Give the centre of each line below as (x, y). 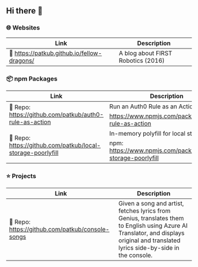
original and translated (150, 240)
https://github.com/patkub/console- (60, 230)
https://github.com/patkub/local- (55, 146)
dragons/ (22, 60)
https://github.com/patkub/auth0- (57, 115)
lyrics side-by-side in (149, 248)
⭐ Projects (21, 176)
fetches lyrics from (145, 211)
